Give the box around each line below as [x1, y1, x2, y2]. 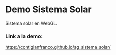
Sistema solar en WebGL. [5, 20, 58, 26]
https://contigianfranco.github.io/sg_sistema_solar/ [5, 44, 111, 50]
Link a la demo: [5, 33, 43, 40]
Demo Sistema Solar [5, 4, 92, 15]
